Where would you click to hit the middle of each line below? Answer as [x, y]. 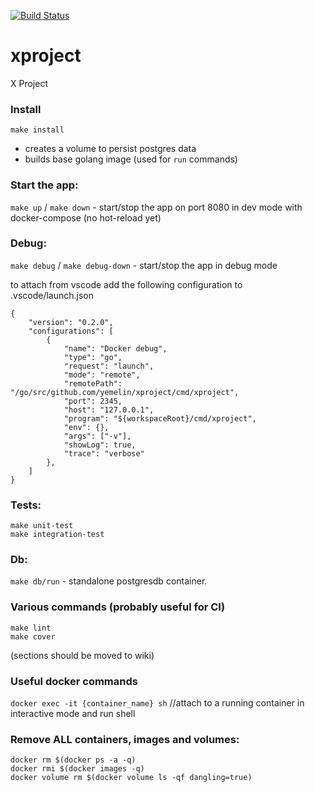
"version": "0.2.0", [71, 322]
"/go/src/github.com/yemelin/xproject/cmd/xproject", [125, 392]
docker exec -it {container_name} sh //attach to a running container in [157, 703]
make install [37, 130]
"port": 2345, [93, 401]
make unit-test [42, 526]
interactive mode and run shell [73, 714]
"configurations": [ [71, 331]
